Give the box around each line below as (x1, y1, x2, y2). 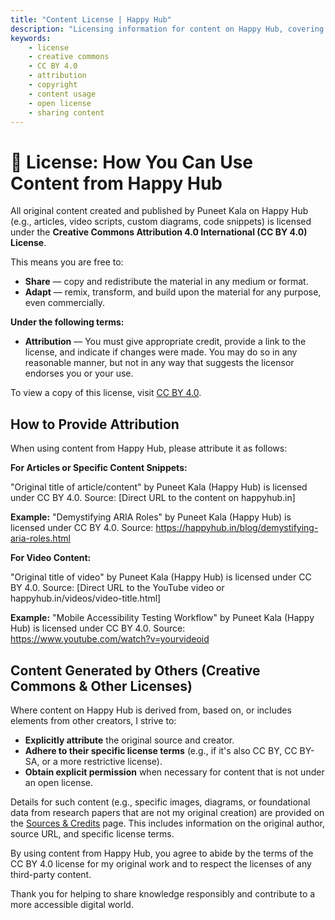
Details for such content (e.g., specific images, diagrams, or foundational (10, 796, 311, 808)
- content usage (28, 89, 97, 99)
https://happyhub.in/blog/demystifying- (155, 522, 319, 534)
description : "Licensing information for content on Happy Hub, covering (10, 24, 325, 34)
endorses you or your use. (24, 367, 134, 380)
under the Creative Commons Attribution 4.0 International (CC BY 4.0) (10, 226, 308, 238)
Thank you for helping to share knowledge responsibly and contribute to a (10, 887, 316, 900)
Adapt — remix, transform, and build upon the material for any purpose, (24, 286, 322, 298)
